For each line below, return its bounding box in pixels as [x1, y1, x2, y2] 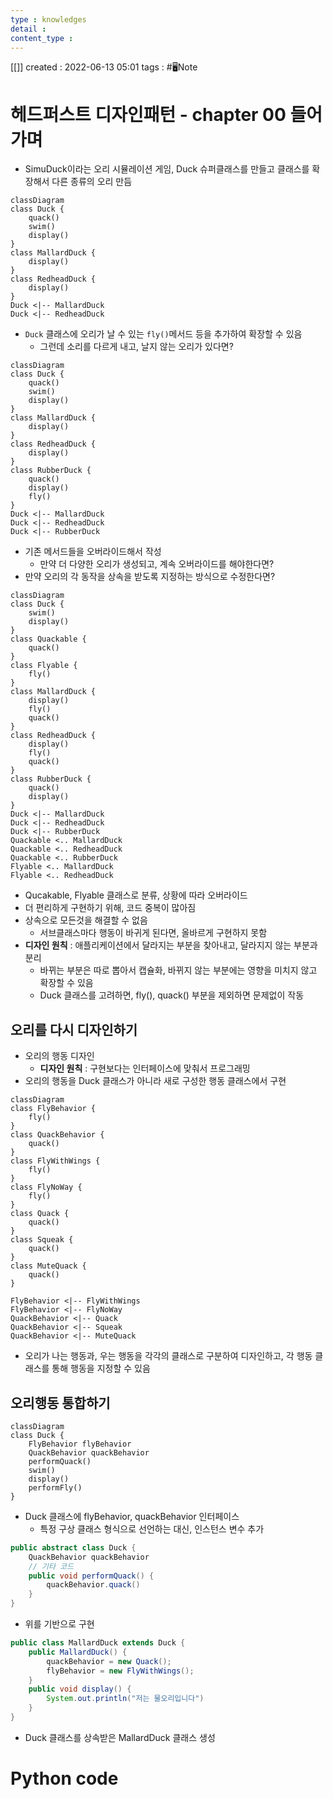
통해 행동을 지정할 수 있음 [51, 1362, 151, 1375]
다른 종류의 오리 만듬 [51, 176, 133, 188]
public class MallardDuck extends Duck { [10, 1638, 186, 1648]
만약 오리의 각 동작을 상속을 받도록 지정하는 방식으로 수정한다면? [24, 571, 276, 583]
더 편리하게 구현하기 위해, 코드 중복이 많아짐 [24, 902, 197, 914]
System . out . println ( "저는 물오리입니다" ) [46, 1694, 205, 1704]
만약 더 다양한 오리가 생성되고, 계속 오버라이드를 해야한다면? [39, 558, 275, 570]
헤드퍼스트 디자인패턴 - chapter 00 [10, 103, 287, 126]
